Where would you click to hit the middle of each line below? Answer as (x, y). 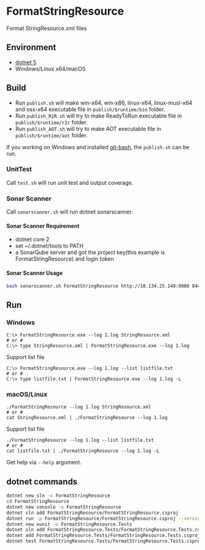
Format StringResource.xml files (47, 28)
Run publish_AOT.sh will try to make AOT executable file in (88, 128)
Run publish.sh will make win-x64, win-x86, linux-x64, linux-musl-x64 (104, 103)
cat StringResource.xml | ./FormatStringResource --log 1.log (87, 418)
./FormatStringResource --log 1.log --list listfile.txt (80, 440)
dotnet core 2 (32, 239)
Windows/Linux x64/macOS (50, 69)
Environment (31, 47)
